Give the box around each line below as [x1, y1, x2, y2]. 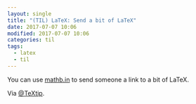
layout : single [7, 10, 52, 18]
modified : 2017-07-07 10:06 [7, 30, 90, 37]
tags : [7, 43, 23, 50]
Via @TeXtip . [7, 89, 45, 97]
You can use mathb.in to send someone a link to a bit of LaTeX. [7, 75, 190, 84]
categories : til [7, 37, 55, 44]
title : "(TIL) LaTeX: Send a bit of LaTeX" [7, 17, 137, 24]
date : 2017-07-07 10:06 [7, 23, 77, 30]
